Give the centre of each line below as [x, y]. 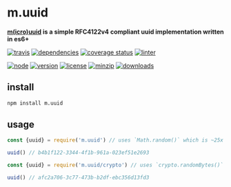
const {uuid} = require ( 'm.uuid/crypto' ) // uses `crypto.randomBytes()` [115, 165]
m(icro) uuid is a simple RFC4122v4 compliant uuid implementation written [115, 32]
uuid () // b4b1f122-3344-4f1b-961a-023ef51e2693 [78, 153]
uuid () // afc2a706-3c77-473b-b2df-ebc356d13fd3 [78, 178]
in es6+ [18, 38]
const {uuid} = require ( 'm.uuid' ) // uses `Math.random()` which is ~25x [115, 140]
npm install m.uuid [35, 103]
